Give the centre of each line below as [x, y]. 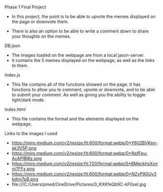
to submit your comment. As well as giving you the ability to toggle [79, 95]
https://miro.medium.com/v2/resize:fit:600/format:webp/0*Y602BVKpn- [85, 143]
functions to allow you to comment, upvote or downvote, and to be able [83, 89]
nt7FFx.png [23, 169]
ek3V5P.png [24, 148]
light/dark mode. [28, 100]
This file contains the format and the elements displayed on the [75, 119]
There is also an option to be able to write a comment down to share [80, 31]
